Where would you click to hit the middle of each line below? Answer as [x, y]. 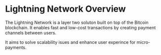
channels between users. [31, 33]
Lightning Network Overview [65, 9]
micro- [143, 42]
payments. [16, 47]
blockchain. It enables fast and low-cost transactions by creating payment [80, 27]
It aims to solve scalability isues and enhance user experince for [70, 42]
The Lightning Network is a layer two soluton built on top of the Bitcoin [77, 22]
